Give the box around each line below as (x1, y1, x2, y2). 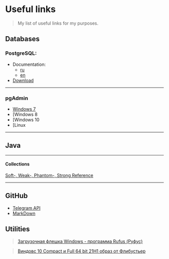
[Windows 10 (12, 117, 40, 123)
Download (12, 77, 34, 83)
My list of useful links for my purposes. (17, 20, 99, 26)
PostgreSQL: (5, 50, 37, 57)
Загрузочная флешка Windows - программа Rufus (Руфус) (17, 238, 143, 244)
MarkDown (12, 210, 36, 216)
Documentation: (12, 61, 46, 67)
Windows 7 (12, 106, 36, 112)
